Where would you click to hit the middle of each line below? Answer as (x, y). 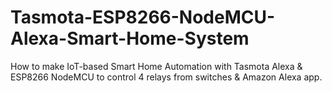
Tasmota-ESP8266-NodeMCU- (143, 17)
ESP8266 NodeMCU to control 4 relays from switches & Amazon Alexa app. (166, 77)
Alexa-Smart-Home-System (130, 38)
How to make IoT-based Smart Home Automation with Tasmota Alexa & (156, 66)
